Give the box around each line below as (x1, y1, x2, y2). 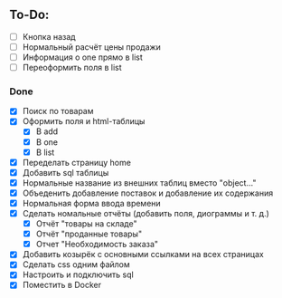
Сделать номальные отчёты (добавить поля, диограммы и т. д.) (22, 207, 269, 218)
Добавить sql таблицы (22, 167, 109, 178)
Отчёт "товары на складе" (35, 218, 137, 229)
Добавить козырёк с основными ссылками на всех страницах (22, 249, 264, 260)
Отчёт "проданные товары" (35, 228, 143, 239)
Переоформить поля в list (22, 62, 122, 72)
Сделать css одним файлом (22, 259, 131, 270)
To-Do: (9, 7, 50, 23)
